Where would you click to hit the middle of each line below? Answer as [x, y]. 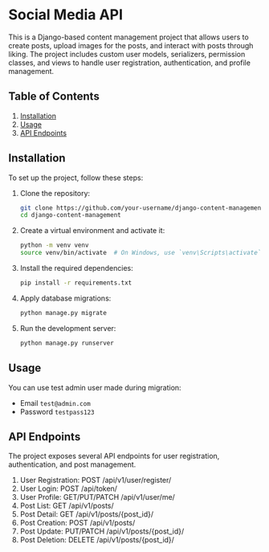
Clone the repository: [55, 193]
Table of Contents [54, 97]
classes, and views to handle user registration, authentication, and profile [130, 63]
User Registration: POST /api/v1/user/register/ [96, 480]
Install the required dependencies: [77, 268]
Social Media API [65, 15]
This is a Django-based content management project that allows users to [128, 37]
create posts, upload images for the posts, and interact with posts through [131, 45]
